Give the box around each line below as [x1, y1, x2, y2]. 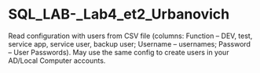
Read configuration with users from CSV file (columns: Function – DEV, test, [8, 31, 253, 40]
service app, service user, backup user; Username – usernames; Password [8, 39, 251, 48]
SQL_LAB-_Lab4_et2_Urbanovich [8, 5, 230, 23]
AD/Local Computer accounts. [8, 56, 106, 65]
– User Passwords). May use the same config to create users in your [8, 47, 229, 57]
